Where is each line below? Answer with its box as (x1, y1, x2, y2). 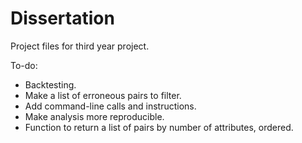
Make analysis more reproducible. (24, 110, 165, 122)
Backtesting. (24, 78, 77, 91)
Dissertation (10, 7, 115, 30)
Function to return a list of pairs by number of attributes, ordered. (24, 121, 294, 133)
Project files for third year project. (10, 40, 150, 52)
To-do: (10, 59, 38, 71)
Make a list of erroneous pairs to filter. (24, 89, 182, 101)
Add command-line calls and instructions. (24, 100, 197, 112)
